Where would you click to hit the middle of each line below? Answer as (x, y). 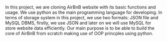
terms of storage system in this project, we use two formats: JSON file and (82, 18)
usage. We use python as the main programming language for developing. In (84, 12)
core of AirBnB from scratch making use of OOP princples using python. (79, 33)
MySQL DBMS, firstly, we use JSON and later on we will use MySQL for (78, 23)
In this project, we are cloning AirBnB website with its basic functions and (81, 7)
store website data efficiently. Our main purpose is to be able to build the (80, 28)
